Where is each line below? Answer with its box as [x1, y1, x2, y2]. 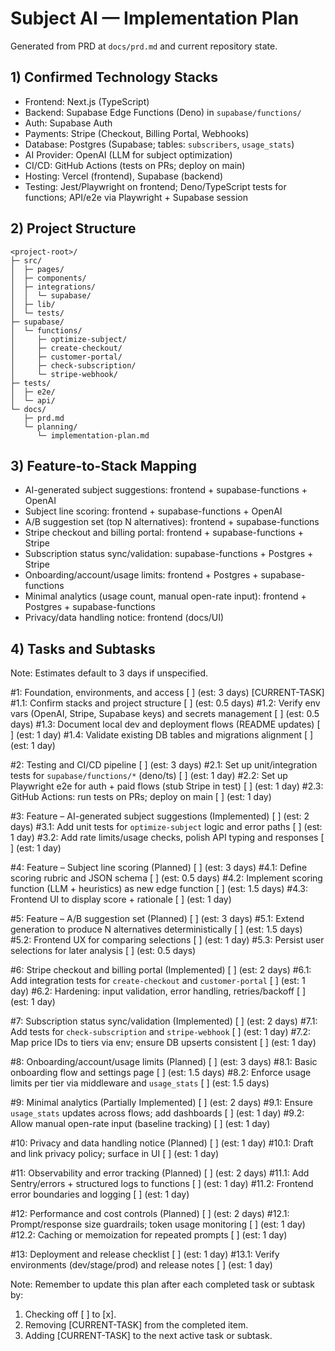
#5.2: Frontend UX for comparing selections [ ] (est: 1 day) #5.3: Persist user [10, 934, 325, 946]
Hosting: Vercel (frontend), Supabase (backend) [24, 170, 223, 182]
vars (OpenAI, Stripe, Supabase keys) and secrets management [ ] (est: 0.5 [10, 708, 320, 720]
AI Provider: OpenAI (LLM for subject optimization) [24, 148, 233, 161]
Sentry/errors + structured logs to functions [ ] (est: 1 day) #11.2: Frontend [10, 1178, 314, 1190]
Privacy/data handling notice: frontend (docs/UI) [24, 612, 225, 624]
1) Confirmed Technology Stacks [10, 69, 219, 86]
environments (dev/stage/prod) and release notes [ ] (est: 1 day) [10, 1259, 273, 1271]
